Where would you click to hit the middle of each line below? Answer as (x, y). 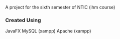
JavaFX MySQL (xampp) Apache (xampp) (48, 31)
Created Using (23, 20)
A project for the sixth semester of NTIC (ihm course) (60, 7)
